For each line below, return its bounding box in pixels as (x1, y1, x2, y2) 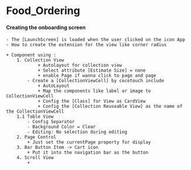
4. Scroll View (16, 155, 54, 161)
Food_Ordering (6, 4, 81, 18)
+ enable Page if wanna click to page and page (37, 73, 157, 79)
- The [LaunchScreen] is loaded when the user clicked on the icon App (6, 37, 185, 43)
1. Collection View (16, 57, 65, 63)
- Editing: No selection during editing (27, 129, 128, 135)
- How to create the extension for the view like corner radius (6, 42, 167, 48)
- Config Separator (27, 119, 75, 125)
